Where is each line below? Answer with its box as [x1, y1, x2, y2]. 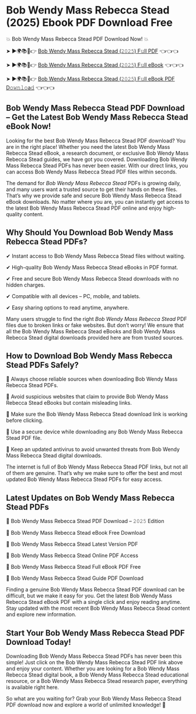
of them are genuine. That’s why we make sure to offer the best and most [6, 470, 183, 477]
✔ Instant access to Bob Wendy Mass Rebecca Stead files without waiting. [6, 252, 185, 259]
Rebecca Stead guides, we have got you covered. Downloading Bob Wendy [6, 156, 188, 163]
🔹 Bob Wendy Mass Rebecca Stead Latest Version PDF [6, 541, 138, 548]
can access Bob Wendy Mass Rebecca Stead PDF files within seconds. [6, 168, 177, 175]
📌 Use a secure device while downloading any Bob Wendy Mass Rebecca [6, 428, 183, 435]
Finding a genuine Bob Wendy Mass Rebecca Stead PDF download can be [6, 586, 185, 593]
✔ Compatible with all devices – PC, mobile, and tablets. [6, 292, 141, 299]
